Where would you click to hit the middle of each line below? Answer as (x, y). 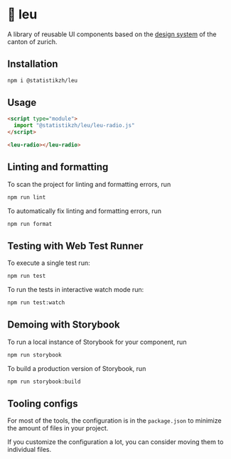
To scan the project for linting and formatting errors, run (89, 184)
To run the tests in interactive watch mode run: (76, 290)
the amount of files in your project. (58, 428)
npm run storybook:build (44, 382)
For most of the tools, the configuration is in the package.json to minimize (114, 421)
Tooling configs (43, 404)
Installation (33, 64)
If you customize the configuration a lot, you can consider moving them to (116, 442)
